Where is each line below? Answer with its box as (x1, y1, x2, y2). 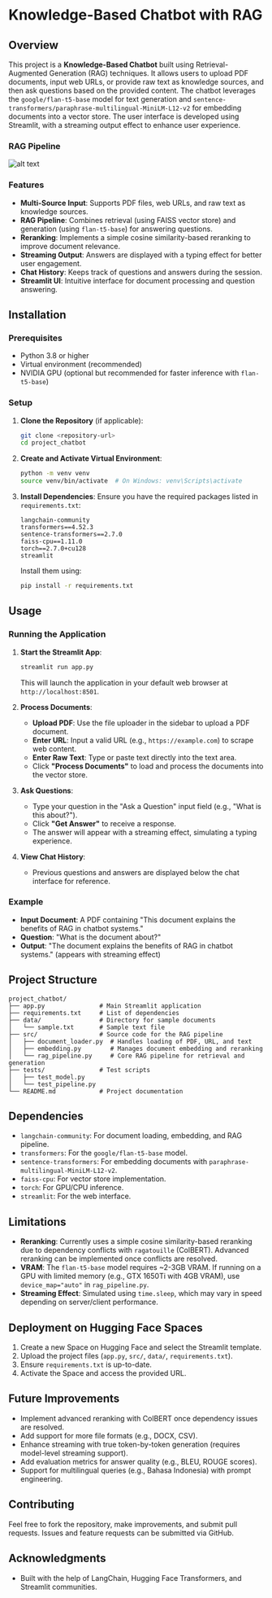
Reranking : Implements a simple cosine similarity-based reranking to (19, 232, 252, 242)
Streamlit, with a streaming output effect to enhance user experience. (8, 120, 241, 129)
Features (8, 179, 45, 190)
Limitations (8, 1215, 67, 1228)
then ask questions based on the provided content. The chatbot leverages (8, 85, 256, 95)
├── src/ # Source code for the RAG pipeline (8, 1030, 223, 1039)
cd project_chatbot (19, 439, 87, 447)
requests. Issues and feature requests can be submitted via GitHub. (8, 1528, 234, 1538)
